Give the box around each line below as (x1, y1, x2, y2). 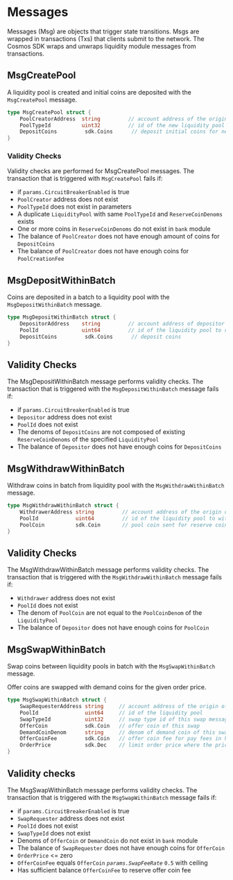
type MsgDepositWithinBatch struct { (7, 314, 116, 321)
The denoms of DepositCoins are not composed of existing (17, 428, 186, 436)
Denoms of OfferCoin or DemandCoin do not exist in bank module (17, 836, 198, 845)
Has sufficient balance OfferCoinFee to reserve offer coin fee (17, 865, 191, 874)
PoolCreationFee (17, 255, 64, 263)
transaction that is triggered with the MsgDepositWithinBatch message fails (7, 385, 219, 393)
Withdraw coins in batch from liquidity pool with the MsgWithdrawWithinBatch (7, 481, 225, 490)
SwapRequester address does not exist (17, 814, 125, 822)
